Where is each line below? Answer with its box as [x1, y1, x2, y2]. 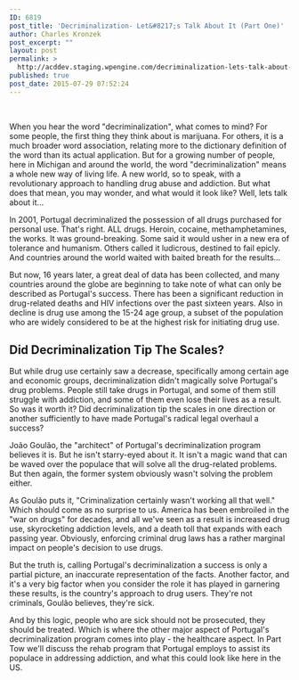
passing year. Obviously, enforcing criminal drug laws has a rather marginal [9, 533, 286, 544]
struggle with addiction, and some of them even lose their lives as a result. [9, 394, 282, 406]
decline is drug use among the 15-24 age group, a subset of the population [9, 307, 284, 317]
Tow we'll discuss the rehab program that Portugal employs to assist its [9, 643, 271, 654]
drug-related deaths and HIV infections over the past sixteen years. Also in [9, 298, 283, 308]
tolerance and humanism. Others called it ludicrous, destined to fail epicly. [9, 242, 281, 253]
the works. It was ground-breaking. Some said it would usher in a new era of [9, 233, 290, 243]
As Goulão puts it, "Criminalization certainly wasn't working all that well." [9, 496, 276, 506]
